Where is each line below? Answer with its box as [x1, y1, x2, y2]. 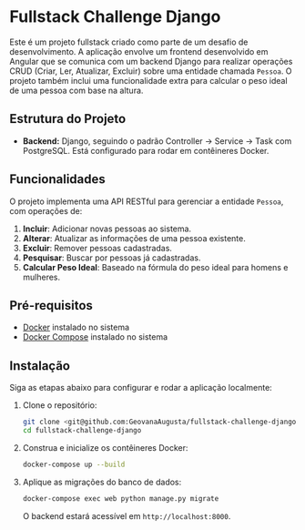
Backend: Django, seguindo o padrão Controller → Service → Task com [22, 135, 292, 147]
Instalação [9, 358, 71, 373]
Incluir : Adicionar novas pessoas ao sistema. [22, 223, 192, 234]
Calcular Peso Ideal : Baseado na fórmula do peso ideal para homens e [22, 261, 289, 272]
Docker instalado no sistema [22, 321, 130, 333]
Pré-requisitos [9, 298, 94, 313]
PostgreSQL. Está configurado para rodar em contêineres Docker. [22, 145, 269, 156]
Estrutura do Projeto [9, 111, 127, 127]
